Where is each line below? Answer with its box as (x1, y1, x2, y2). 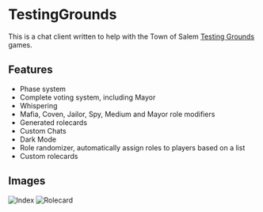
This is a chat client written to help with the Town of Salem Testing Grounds (8, 32, 255, 41)
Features (8, 63, 53, 77)
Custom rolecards (19, 151, 78, 161)
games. (8, 40, 33, 49)
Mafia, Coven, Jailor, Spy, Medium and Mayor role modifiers (19, 109, 215, 119)
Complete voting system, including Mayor (19, 93, 156, 102)
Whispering (19, 100, 58, 110)
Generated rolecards (19, 117, 88, 127)
